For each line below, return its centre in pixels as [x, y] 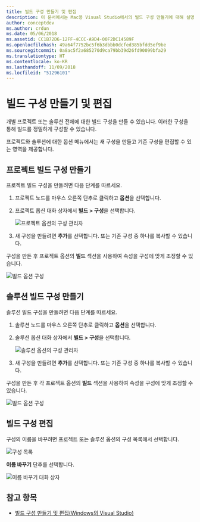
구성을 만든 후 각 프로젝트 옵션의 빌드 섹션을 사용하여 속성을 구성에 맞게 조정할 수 [100, 383]
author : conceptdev [30, 23]
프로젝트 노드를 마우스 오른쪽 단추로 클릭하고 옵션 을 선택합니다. [88, 198]
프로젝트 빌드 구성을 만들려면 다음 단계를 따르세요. [64, 185]
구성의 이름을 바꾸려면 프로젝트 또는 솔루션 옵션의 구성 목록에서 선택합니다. [93, 439]
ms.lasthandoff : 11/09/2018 [41, 67]
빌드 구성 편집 [30, 424]
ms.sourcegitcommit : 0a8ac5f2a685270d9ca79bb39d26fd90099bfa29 [86, 51]
